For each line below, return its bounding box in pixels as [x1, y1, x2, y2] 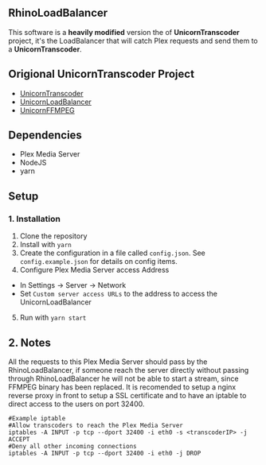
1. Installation [8, 213, 61, 224]
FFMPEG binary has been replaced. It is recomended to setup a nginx [8, 382, 237, 392]
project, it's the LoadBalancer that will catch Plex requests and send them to [8, 36, 258, 45]
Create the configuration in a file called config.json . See [19, 248, 205, 258]
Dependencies [8, 129, 82, 142]
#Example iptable [8, 414, 66, 422]
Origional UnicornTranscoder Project [8, 68, 195, 81]
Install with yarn [19, 240, 72, 250]
